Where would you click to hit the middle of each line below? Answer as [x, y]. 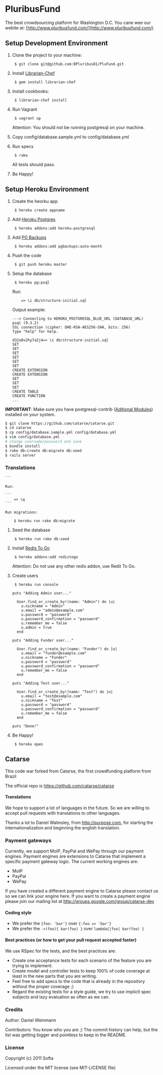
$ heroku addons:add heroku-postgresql [55, 228]
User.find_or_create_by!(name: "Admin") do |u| [66, 601]
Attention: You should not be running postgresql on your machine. [78, 127]
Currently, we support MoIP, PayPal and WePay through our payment [74, 851]
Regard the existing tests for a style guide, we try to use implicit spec [81, 992]
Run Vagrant [25, 109]
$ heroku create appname [40, 210]
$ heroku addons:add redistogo [46, 557]
